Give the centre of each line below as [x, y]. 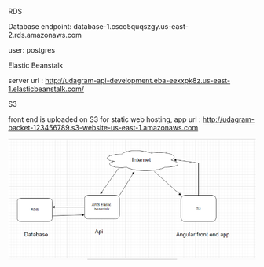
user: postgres [32, 50]
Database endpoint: [40, 26]
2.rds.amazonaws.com [45, 35]
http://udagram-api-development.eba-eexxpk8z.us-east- [138, 80]
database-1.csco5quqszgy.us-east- [131, 26]
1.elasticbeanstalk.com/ [46, 89]
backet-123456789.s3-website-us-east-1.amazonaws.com [103, 128]
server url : [26, 80]
